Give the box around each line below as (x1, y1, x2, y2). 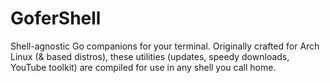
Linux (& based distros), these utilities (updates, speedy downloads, (10, 50, 290, 62)
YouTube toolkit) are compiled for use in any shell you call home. (10, 61, 277, 73)
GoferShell (10, 7, 102, 30)
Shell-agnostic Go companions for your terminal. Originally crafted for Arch (10, 40, 320, 52)
